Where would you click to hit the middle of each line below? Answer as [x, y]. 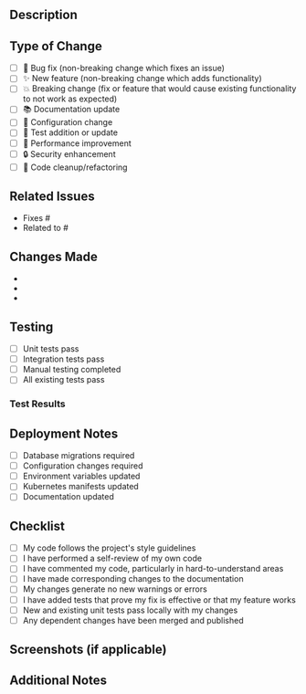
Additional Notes [58, 681]
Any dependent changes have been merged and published [133, 620]
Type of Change [56, 46]
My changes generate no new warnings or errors [115, 589]
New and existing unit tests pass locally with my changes [130, 610]
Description [43, 15]
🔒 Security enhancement [69, 153]
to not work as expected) [70, 99]
